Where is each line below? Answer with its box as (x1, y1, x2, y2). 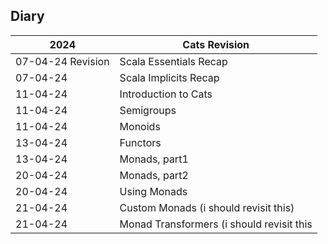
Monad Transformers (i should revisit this (119, 217, 313, 231)
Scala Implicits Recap (119, 70, 220, 84)
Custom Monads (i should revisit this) (119, 200, 295, 214)
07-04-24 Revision (15, 54, 110, 68)
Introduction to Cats (119, 87, 213, 101)
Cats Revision (182, 37, 250, 51)
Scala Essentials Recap (119, 54, 228, 68)
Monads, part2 (119, 168, 189, 182)
